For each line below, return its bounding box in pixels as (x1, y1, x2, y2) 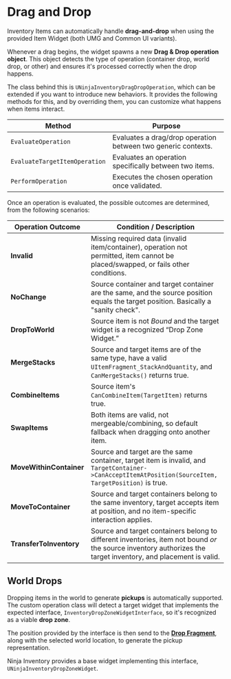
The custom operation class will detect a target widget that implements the (7, 601, 219, 609)
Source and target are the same (90, 446, 193, 456)
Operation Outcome (14, 222, 80, 231)
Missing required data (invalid (90, 233, 187, 243)
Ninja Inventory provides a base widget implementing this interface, (7, 656, 199, 665)
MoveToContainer (10, 502, 71, 511)
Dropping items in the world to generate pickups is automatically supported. (7, 593, 223, 602)
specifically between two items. (112, 161, 214, 171)
